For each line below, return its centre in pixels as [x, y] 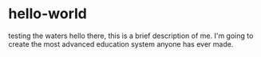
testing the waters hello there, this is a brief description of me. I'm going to [131, 36]
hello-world [48, 14]
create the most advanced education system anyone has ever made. [121, 44]
